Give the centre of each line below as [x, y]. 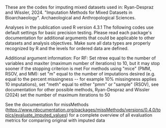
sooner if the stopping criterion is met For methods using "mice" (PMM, [78, 68]
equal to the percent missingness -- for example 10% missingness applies [81, 79]
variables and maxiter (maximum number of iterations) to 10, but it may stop [83, 63]
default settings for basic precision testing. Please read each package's [79, 32]
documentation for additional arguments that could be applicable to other [80, 38]
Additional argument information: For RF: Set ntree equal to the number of [81, 58]
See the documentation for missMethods [47, 104]
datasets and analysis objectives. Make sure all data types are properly [78, 43]
